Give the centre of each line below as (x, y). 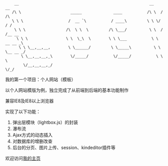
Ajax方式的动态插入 (32, 135)
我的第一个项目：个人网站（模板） (40, 79)
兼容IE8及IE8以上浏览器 (29, 101)
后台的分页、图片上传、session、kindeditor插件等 (64, 148)
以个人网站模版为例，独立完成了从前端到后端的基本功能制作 (67, 90)
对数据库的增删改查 (32, 141)
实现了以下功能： (23, 112)
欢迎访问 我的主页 (23, 158)
